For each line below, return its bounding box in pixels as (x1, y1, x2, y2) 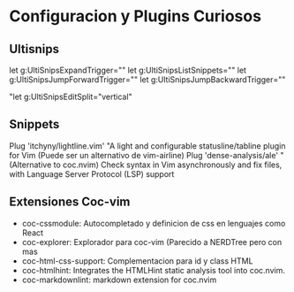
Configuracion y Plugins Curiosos (9, 6, 262, 27)
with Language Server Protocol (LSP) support (9, 168, 175, 179)
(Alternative (9, 159, 52, 170)
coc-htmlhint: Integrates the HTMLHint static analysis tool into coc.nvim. (21, 265, 285, 275)
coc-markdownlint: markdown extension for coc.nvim (21, 274, 217, 285)
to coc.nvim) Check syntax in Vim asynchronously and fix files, (53, 159, 283, 170)
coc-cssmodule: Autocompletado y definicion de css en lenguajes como (21, 218, 286, 228)
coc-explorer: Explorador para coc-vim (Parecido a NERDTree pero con (21, 236, 283, 247)
